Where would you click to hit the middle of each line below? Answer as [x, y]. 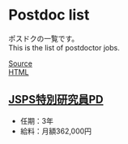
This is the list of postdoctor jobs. [64, 47]
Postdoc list [49, 15]
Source [20, 63]
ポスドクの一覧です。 [44, 38]
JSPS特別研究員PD [56, 100]
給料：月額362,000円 [55, 131]
